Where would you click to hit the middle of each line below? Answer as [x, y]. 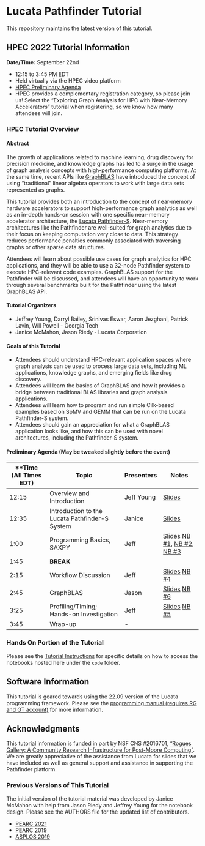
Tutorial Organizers [31, 305]
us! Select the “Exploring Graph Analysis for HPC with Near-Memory [101, 100]
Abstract [18, 144]
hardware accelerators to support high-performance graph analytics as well [102, 208]
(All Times [27, 476]
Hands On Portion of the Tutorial [55, 643]
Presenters [141, 476]
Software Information [48, 682]
